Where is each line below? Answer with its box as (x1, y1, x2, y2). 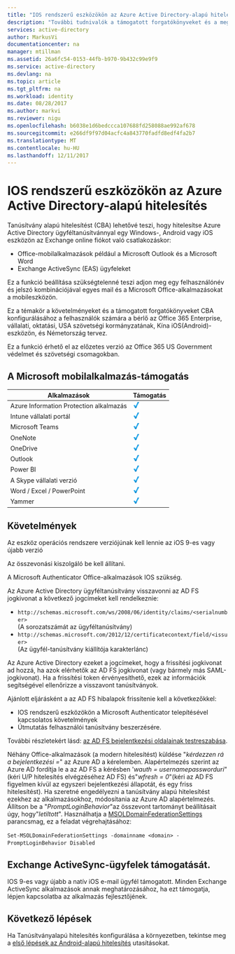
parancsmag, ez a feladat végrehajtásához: (7, 817, 131, 826)
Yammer (10, 497, 35, 505)
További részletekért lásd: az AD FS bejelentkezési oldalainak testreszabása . (7, 737, 228, 745)
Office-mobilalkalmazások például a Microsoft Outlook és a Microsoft (17, 250, 218, 258)
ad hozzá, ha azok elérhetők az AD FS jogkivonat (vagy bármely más (7, 666, 206, 675)
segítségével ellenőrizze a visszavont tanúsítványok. (7, 681, 159, 690)
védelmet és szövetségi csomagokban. (7, 350, 120, 358)
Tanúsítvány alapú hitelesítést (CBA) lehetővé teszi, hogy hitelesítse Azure (7, 221, 221, 229)
